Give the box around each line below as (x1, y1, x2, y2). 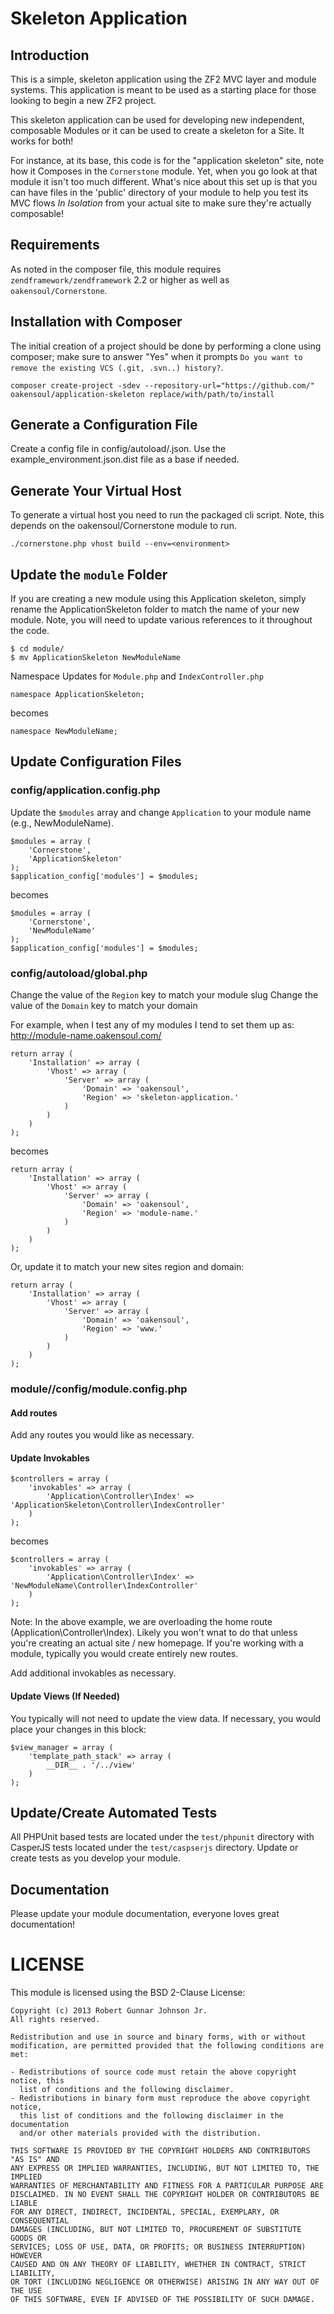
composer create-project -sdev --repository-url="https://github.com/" (10, 380, 315, 391)
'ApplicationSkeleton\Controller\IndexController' (10, 1500, 226, 1511)
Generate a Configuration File (10, 417, 198, 434)
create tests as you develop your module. (10, 1852, 181, 1864)
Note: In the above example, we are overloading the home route (10, 1616, 273, 1628)
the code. (10, 625, 50, 637)
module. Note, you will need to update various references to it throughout (10, 614, 313, 626)
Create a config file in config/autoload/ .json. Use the (10, 443, 227, 455)
